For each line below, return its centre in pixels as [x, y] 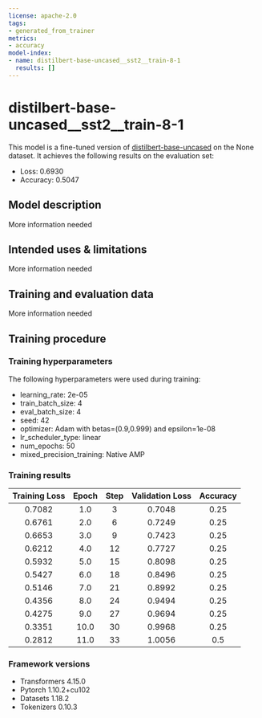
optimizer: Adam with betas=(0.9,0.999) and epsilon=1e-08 [118, 428]
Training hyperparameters [60, 361]
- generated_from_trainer [51, 31]
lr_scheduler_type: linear [60, 437]
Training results [40, 475]
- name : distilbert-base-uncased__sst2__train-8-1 [95, 61]
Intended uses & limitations [78, 249]
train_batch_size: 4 [51, 403]
